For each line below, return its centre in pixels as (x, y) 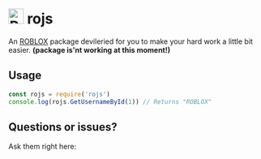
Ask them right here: (43, 147)
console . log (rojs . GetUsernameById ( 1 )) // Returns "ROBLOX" (110, 101)
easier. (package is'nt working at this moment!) (90, 49)
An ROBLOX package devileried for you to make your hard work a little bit (131, 41)
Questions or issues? (63, 127)
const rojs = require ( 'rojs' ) (60, 94)
